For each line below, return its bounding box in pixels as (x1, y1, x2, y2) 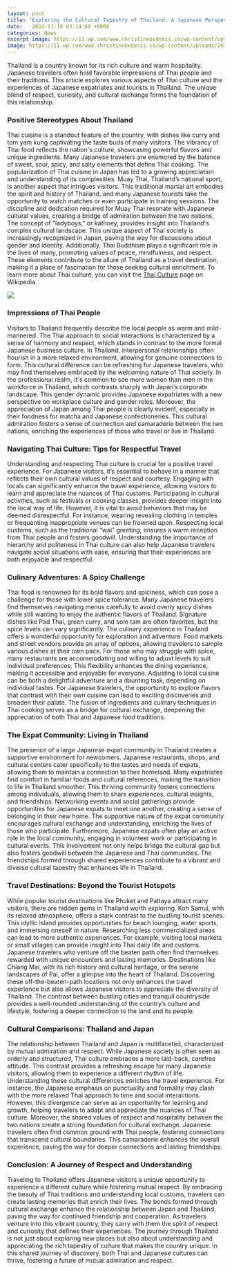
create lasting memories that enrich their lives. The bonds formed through (7, 1198, 217, 1206)
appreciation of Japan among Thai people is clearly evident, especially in (7, 405, 215, 413)
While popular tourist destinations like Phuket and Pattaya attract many (7, 896, 209, 904)
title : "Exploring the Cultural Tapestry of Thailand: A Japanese (7, 17, 202, 24)
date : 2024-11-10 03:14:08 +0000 (7, 23, 110, 30)
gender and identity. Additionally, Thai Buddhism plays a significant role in (7, 241, 217, 250)
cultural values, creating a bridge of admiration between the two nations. (7, 212, 214, 220)
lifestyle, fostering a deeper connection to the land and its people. (7, 1007, 195, 1015)
